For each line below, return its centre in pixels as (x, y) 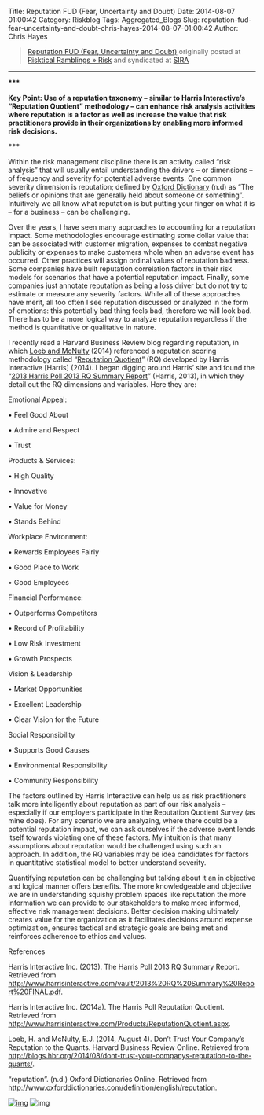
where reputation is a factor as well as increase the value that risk (117, 114)
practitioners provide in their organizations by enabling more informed (126, 123)
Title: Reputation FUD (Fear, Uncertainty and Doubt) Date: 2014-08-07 (122, 11)
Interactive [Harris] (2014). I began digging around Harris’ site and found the (132, 368)
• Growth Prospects (40, 659)
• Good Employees (38, 582)
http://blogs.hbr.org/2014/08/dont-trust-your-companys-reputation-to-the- (130, 1056)
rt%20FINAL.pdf (35, 992)
